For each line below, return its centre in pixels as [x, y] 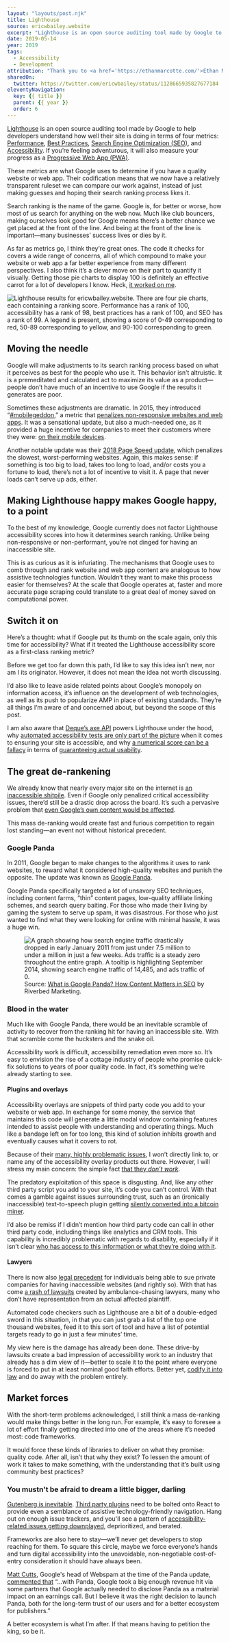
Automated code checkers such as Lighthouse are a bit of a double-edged [112, 1312]
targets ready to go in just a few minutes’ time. [73, 1334]
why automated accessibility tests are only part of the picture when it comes [115, 735]
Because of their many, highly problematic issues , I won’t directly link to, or [113, 1154]
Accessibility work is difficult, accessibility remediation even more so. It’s [110, 1052]
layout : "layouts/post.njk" [47, 13]
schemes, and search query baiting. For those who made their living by [107, 906]
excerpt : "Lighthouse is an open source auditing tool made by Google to [115, 33]
